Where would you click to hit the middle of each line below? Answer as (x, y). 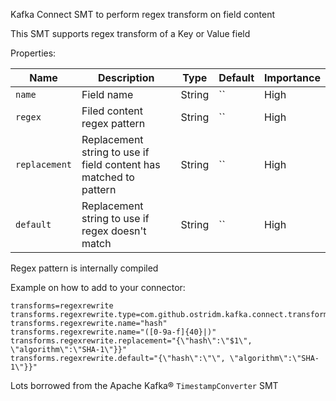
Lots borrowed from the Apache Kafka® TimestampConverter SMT (144, 385)
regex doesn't (114, 231)
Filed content (112, 111)
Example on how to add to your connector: (98, 287)
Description (126, 77)
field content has (121, 164)
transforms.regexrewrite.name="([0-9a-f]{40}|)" (113, 332)
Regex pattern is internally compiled (84, 268)
